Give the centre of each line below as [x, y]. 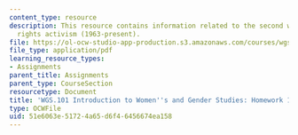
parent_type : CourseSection [61, 83]
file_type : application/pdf [61, 51]
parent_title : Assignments [59, 75]
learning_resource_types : [57, 59]
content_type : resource [53, 17]
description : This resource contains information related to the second [146, 26]
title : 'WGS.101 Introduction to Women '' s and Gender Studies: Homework [146, 100]
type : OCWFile [35, 108]
